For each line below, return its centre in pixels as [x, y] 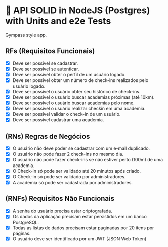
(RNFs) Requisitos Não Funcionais [60, 199]
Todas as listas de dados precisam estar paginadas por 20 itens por [83, 228]
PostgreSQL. [26, 222]
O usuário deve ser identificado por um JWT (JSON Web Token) [79, 239]
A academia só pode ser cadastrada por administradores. [73, 182]
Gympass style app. [26, 35]
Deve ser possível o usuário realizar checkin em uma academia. [79, 109]
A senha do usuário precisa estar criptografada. [62, 211]
